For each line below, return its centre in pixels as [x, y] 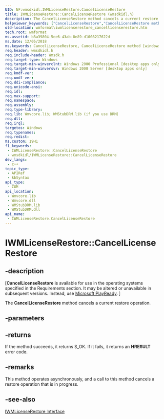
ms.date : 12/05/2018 [26, 42]
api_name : [15, 214]
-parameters [25, 318]
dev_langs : [16, 159]
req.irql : [15, 123]
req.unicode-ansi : [24, 87]
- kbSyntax [18, 178]
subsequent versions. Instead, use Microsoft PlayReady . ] [63, 293]
